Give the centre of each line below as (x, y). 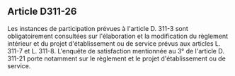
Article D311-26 (42, 12)
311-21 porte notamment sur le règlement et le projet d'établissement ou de (117, 58)
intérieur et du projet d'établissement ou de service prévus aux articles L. (114, 43)
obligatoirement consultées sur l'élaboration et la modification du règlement (118, 36)
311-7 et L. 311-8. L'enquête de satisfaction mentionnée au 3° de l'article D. (116, 51)
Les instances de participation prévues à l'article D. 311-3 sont (98, 28)
